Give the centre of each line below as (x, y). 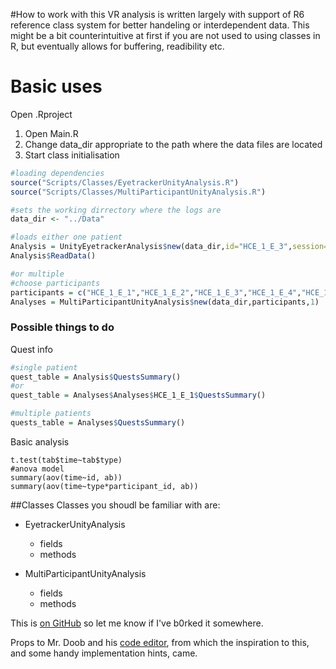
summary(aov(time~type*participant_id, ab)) (104, 486)
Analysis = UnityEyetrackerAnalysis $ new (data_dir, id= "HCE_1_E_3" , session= (169, 247)
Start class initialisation (72, 155)
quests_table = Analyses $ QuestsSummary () (98, 423)
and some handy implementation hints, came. (104, 653)
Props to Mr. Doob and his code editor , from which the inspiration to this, (160, 642)
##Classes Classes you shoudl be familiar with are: (115, 505)
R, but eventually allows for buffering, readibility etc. (117, 46)
